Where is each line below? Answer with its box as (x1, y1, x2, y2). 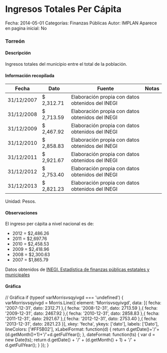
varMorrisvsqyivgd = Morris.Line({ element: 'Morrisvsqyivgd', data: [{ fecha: (5, 300, 162, 306)
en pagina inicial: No (5, 25, 47, 31)
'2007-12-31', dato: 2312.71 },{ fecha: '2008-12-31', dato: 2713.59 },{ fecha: (5, 305, 158, 311)
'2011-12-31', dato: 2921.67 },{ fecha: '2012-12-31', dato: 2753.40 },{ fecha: (5, 315, 158, 322)
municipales (5, 272, 30, 278)
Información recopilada (5, 72, 55, 78)
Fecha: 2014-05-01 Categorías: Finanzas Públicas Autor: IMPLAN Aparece (5, 20, 158, 26)
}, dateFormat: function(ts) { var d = (82, 331, 156, 337)
